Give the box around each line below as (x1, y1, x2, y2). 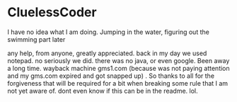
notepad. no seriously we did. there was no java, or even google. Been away (7, 56, 230, 64)
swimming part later (7, 35, 66, 43)
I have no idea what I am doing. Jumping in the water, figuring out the (7, 28, 210, 36)
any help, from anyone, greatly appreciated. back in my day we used (7, 49, 207, 57)
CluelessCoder (7, 4, 97, 21)
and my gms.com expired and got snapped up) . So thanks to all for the (7, 72, 214, 80)
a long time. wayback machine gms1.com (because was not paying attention (7, 64, 230, 72)
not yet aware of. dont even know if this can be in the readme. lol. (7, 86, 198, 95)
